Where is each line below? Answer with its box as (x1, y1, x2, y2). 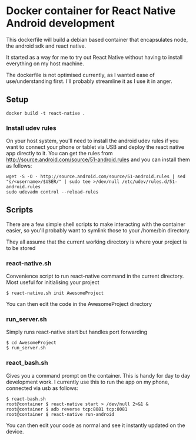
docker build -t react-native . (6, 110, 85, 116)
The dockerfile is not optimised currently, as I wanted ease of (6, 71, 155, 78)
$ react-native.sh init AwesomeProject (6, 290, 104, 296)
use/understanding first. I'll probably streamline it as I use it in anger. (6, 78, 172, 85)
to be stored (6, 244, 36, 251)
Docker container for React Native (6, 4, 176, 18)
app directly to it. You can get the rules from (6, 150, 113, 157)
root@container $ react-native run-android (6, 411, 115, 417)
